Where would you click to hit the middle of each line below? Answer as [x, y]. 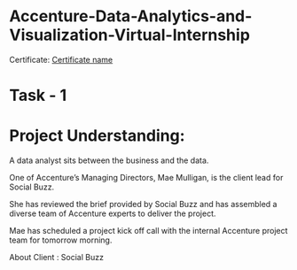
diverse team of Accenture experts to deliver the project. [113, 213]
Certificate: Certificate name [61, 59]
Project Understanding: [97, 136]
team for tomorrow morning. [61, 240]
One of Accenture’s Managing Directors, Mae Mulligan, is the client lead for [146, 178]
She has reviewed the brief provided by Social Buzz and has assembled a [143, 204]
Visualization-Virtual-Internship [130, 35]
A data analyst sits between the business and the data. [109, 160]
